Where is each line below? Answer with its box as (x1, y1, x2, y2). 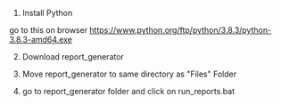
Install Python (21, 8, 73, 18)
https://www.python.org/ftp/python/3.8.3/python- (88, 25, 272, 35)
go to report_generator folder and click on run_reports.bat (21, 86, 235, 96)
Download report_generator (21, 52, 125, 61)
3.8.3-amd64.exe (9, 35, 73, 44)
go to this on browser (9, 25, 87, 35)
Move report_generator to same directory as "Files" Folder (21, 69, 237, 79)
